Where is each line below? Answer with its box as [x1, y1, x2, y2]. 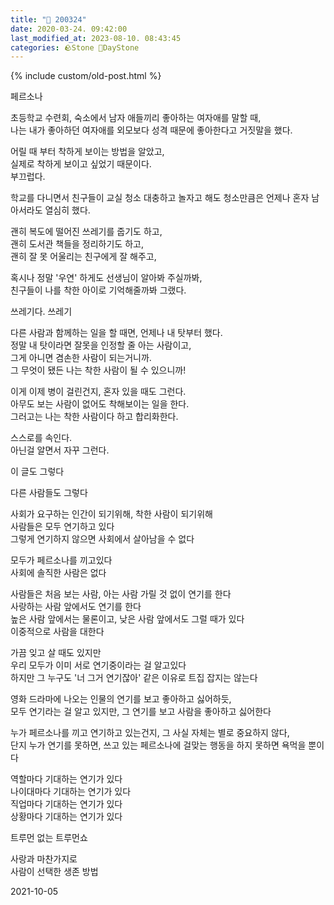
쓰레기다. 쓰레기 [10, 306, 73, 318]
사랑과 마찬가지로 [10, 853, 78, 865]
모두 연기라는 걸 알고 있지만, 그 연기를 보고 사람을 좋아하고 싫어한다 [10, 706, 272, 718]
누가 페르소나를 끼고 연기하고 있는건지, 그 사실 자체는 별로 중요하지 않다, [10, 727, 290, 739]
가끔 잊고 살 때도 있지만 [10, 647, 102, 659]
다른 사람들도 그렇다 [10, 487, 88, 499]
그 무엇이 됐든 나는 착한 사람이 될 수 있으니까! [10, 364, 187, 376]
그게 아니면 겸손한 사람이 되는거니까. [10, 352, 152, 364]
